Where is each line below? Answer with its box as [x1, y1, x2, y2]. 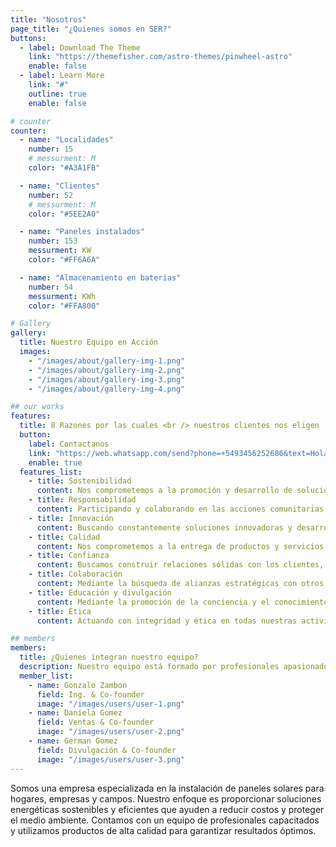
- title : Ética [28, 606, 92, 616]
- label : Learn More [19, 71, 105, 81]
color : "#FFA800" [28, 301, 101, 311]
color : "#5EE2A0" [28, 209, 101, 219]
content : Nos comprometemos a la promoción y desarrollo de [36, 486, 293, 496]
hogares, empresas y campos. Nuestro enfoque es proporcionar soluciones [10, 792, 322, 805]
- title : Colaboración [28, 569, 123, 580]
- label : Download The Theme [19, 42, 141, 53]
